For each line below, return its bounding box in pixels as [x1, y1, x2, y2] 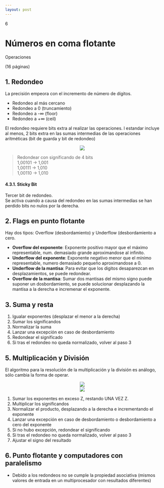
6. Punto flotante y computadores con [5, 452, 123, 460]
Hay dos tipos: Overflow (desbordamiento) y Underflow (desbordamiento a [5, 230, 156, 236]
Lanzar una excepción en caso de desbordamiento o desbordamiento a [12, 416, 156, 422]
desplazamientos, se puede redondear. [12, 271, 92, 277]
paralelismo [5, 459, 42, 467]
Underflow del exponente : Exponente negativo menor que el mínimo [12, 255, 152, 261]
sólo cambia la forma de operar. [5, 372, 70, 378]
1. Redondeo [5, 77, 44, 86]
